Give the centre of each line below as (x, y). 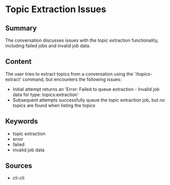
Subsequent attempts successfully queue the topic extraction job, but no (89, 100)
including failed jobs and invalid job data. (48, 46)
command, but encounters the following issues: (72, 79)
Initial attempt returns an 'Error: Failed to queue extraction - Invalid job (86, 89)
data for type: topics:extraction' (46, 95)
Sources (19, 166)
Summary (21, 28)
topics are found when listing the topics (54, 105)
